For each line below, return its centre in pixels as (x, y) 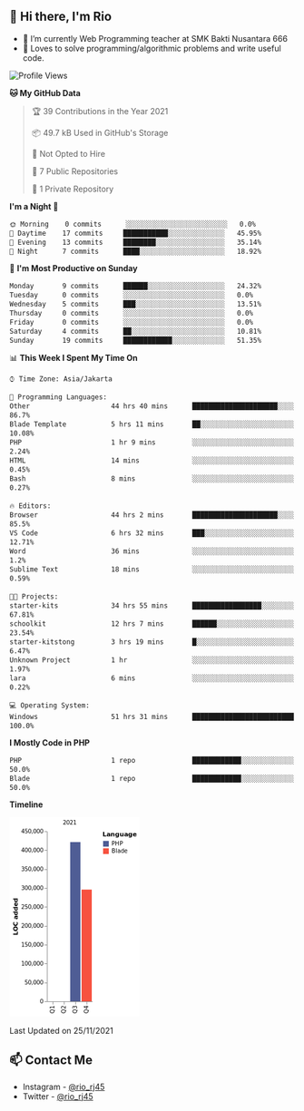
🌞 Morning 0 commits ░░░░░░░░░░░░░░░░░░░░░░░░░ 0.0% (133, 224)
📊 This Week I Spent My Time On (74, 357)
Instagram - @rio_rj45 (64, 1087)
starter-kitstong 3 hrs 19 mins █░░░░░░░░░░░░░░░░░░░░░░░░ (152, 642)
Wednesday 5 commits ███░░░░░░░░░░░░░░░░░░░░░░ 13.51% (135, 304)
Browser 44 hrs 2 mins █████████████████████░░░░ (152, 515)
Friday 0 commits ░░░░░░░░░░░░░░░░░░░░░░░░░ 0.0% (132, 322)
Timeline (26, 804)
